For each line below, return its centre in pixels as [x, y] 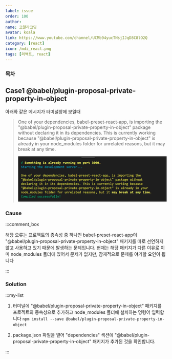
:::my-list [15, 295]
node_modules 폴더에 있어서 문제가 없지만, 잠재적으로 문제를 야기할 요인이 [85, 254]
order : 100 [17, 16]
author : [14, 22]
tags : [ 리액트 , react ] [28, 54]
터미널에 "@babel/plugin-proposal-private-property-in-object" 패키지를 [87, 306]
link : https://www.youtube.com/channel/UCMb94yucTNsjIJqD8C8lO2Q [76, 38]
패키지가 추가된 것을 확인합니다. [124, 342]
